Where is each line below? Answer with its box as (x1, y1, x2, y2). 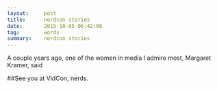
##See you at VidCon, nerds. (7, 74, 89, 82)
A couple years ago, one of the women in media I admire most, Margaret (7, 54, 212, 62)
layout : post (7, 10, 57, 17)
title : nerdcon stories (7, 16, 90, 23)
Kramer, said (7, 61, 43, 69)
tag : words (7, 29, 60, 36)
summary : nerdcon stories (7, 35, 90, 42)
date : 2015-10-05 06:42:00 (7, 22, 103, 29)
